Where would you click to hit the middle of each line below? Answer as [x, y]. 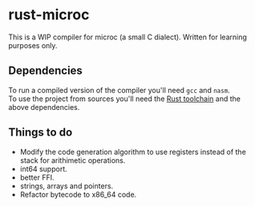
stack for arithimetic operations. [73, 160]
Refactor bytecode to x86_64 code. [78, 194]
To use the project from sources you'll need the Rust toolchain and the [124, 99]
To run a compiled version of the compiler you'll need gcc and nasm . [119, 90]
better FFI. [37, 177]
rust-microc [49, 15]
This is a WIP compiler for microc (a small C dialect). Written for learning [127, 37]
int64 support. [44, 168]
